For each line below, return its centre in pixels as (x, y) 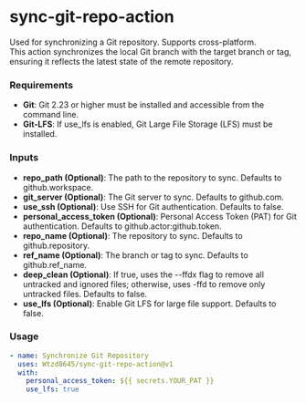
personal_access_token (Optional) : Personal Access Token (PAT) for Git (159, 216)
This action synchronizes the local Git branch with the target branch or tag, (151, 51)
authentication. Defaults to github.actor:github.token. (122, 226)
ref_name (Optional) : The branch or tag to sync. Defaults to (135, 255)
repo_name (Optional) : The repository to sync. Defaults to (133, 235)
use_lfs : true (53, 389)
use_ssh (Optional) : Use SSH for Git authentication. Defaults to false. (153, 206)
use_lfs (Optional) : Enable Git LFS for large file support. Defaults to (149, 304)
